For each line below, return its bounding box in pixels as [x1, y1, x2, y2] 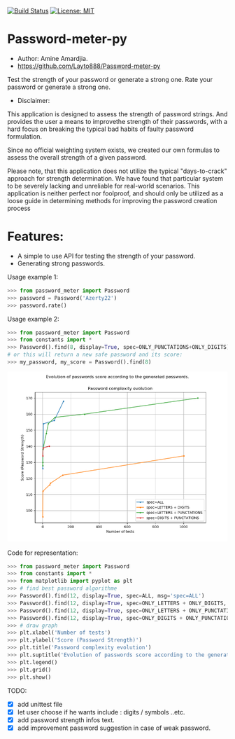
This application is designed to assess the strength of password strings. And [7, 109, 228, 118]
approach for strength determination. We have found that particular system [7, 174, 224, 182]
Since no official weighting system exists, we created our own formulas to [7, 146, 220, 154]
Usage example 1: [7, 272, 58, 281]
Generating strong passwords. [17, 259, 105, 268]
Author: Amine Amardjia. [17, 54, 88, 62]
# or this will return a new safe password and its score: [7, 351, 183, 359]
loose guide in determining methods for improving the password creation [7, 196, 218, 205]
